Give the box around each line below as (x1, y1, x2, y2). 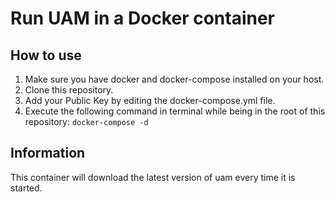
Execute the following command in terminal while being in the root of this (24, 105, 326, 117)
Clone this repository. (24, 84, 114, 96)
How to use (10, 47, 82, 64)
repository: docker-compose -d (24, 116, 149, 127)
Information (10, 145, 86, 162)
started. (10, 182, 43, 194)
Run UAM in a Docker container (10, 7, 276, 30)
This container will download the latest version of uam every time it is (10, 171, 296, 183)
